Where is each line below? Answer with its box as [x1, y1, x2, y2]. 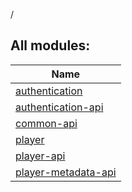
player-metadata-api [15, 165, 117, 179]
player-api [15, 149, 66, 163]
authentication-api [15, 100, 104, 114]
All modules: [10, 37, 91, 54]
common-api [15, 116, 78, 130]
